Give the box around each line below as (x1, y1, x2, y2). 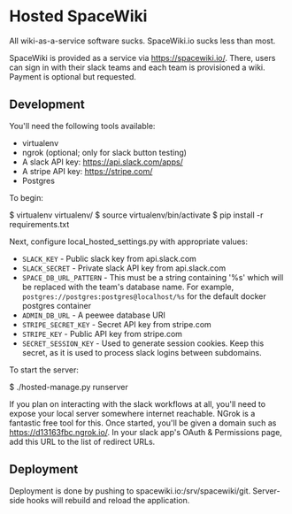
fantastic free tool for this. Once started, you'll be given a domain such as (9, 418, 277, 428)
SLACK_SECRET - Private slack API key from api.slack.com (21, 263, 227, 273)
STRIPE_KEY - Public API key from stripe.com (21, 328, 183, 339)
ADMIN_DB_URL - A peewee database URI (21, 310, 165, 320)
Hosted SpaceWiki (9, 6, 148, 27)
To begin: (9, 192, 44, 203)
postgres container (21, 300, 91, 311)
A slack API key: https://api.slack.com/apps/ (21, 157, 183, 167)
